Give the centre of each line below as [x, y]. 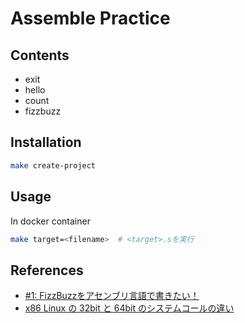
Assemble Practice [90, 18]
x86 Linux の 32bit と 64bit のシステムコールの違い [129, 308]
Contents [40, 55]
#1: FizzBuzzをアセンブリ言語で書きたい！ [112, 296]
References [47, 270]
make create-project [53, 165]
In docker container [50, 221]
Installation [46, 142]
